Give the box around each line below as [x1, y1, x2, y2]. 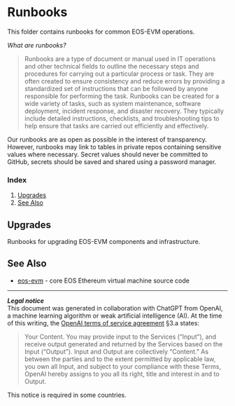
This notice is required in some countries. [7, 391, 127, 399]
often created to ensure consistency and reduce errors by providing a [24, 76, 225, 85]
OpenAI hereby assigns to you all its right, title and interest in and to [24, 370, 220, 378]
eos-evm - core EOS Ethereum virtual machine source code [17, 276, 190, 285]
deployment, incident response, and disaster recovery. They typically [24, 107, 224, 115]
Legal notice [7, 296, 44, 305]
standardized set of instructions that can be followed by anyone [24, 84, 208, 93]
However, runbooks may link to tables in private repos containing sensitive [7, 142, 222, 151]
